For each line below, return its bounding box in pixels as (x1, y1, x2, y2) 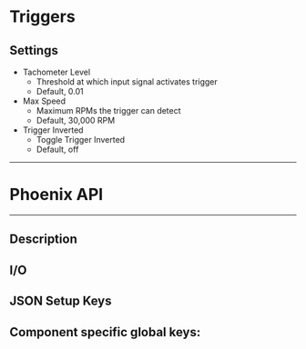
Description (9, 232, 77, 247)
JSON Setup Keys (9, 294, 112, 309)
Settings (9, 43, 59, 58)
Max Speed (22, 95, 66, 106)
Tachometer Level (22, 66, 91, 77)
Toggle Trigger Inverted (36, 135, 126, 145)
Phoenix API (9, 184, 104, 205)
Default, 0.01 (36, 86, 84, 96)
